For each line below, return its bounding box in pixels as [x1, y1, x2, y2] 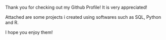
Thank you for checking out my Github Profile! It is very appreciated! [5, 5, 147, 10]
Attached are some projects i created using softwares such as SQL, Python [5, 14, 161, 20]
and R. [5, 20, 19, 25]
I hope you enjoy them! [5, 29, 53, 35]
